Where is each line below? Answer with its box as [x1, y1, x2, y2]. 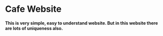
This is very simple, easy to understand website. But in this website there [5, 20, 158, 26]
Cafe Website [5, 3, 62, 15]
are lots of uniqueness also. [5, 25, 63, 31]
